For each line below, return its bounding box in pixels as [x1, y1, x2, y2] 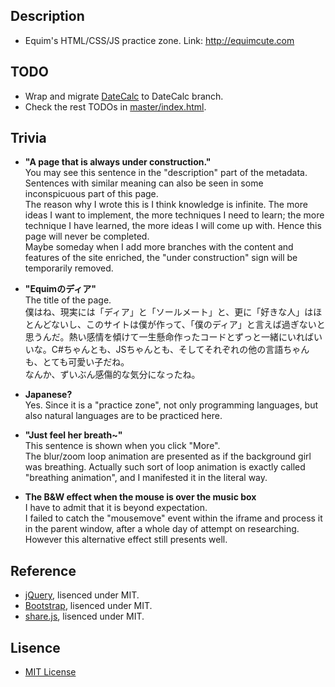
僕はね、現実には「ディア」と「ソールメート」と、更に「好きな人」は [24, 306, 314, 318]
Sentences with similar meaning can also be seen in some [24, 177, 264, 189]
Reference [10, 562, 77, 579]
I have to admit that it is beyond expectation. [24, 502, 208, 514]
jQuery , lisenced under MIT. [24, 589, 140, 601]
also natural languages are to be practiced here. [24, 410, 223, 422]
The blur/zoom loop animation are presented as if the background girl [24, 450, 312, 463]
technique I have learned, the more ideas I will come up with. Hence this [24, 220, 322, 232]
